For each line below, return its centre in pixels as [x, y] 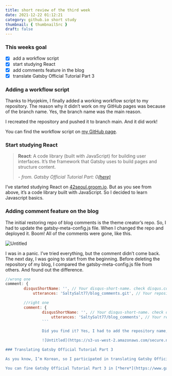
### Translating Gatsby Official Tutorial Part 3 [59, 350]
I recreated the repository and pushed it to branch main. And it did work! [81, 121]
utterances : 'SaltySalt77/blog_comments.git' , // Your [92, 294]
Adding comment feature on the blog [52, 211]
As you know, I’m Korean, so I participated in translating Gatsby [79, 359]
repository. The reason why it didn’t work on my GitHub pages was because [85, 106]
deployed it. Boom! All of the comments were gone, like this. [69, 233]
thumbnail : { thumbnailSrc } [36, 24]
